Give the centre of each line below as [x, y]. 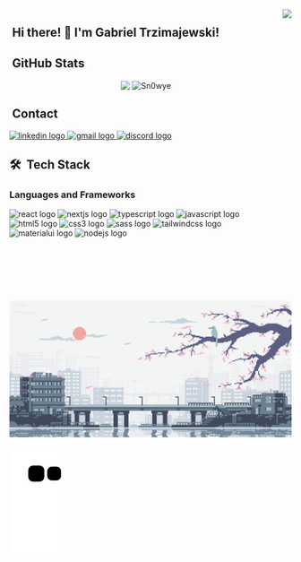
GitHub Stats [48, 63]
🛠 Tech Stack [50, 165]
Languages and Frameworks [73, 195]
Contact [35, 114]
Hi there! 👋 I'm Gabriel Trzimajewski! [116, 33]
